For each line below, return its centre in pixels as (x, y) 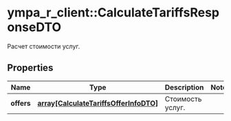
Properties (30, 68)
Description (184, 87)
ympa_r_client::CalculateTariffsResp (113, 13)
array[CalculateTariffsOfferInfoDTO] (98, 103)
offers (21, 103)
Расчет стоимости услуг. (44, 46)
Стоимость (183, 99)
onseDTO (34, 27)
